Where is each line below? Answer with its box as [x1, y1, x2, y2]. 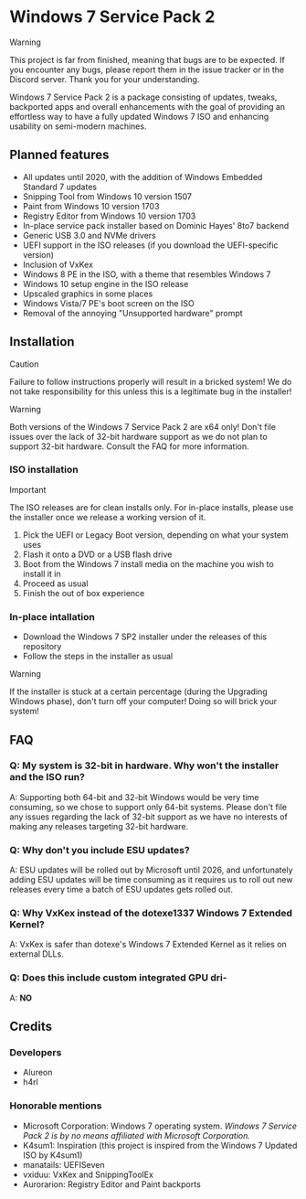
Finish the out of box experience [22, 587, 145, 598]
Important [9, 484, 47, 495]
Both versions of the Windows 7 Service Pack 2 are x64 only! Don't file [9, 421, 277, 432]
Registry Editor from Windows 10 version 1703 [22, 210, 196, 221]
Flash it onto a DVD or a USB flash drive [22, 549, 173, 560]
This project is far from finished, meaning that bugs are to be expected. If [9, 54, 285, 65]
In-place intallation [9, 610, 96, 623]
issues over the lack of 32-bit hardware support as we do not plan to [9, 431, 268, 442]
